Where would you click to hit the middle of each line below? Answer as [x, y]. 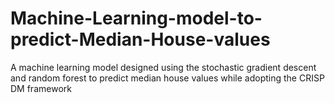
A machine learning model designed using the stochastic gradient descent [163, 67]
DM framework [41, 88]
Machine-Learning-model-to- [136, 18]
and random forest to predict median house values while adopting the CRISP [167, 78]
